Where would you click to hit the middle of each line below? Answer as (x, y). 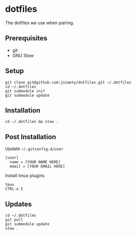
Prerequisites (26, 38)
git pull (14, 220)
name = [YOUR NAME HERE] (35, 162)
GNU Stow (23, 55)
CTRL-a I (14, 189)
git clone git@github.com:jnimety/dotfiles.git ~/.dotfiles (68, 82)
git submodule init (25, 91)
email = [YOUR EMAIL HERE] (37, 166)
